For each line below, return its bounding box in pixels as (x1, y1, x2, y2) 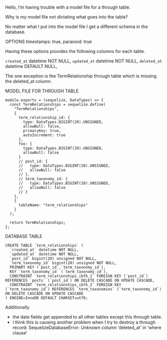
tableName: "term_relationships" (18, 202, 88, 207)
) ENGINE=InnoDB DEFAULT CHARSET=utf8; (5, 295, 88, 300)
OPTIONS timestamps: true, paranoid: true (5, 38, 92, 44)
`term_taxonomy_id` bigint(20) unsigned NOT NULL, (9, 260, 117, 265)
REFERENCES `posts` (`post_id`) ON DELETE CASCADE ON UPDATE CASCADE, (5, 278, 155, 283)
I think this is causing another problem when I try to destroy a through (12, 319, 156, 325)
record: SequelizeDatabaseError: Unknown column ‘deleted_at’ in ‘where (12, 324, 162, 330)
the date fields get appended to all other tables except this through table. (12, 314, 163, 319)
